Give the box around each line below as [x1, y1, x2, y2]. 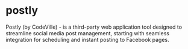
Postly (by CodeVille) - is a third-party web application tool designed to [5, 23, 182, 30]
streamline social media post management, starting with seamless [5, 29, 170, 36]
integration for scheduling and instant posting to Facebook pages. [5, 36, 169, 43]
